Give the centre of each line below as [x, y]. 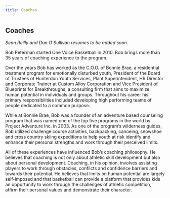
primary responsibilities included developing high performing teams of [78, 100]
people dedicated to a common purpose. [48, 106]
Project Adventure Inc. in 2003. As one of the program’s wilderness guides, [83, 126]
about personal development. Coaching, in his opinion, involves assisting [81, 163]
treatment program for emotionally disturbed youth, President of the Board [83, 73]
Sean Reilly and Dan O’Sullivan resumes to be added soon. [67, 43]
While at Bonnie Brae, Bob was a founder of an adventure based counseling [84, 115]
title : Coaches [21, 10]
